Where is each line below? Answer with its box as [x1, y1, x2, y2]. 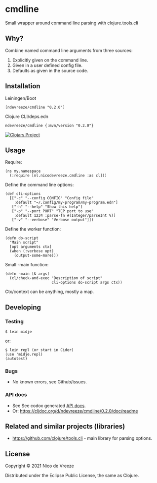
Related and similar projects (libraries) [5, 423, 125, 431]
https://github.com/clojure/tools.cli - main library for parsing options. [12, 435, 152, 441]
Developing [5, 303, 41, 311]
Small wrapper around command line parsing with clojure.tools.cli [5, 20, 138, 26]
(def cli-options [5, 191, 41, 196]
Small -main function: [5, 262, 49, 268]
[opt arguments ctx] [9, 244, 52, 249]
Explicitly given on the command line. [12, 57, 88, 63]
